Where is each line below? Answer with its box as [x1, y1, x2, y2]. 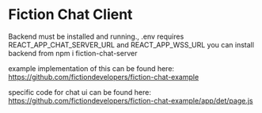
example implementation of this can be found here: [8, 63, 175, 73]
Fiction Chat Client [8, 6, 133, 24]
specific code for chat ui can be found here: [8, 87, 152, 96]
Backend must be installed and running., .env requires [8, 32, 184, 41]
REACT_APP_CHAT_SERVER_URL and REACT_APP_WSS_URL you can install [8, 40, 255, 49]
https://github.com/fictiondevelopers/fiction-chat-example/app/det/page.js [8, 96, 253, 105]
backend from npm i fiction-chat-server [8, 48, 138, 58]
